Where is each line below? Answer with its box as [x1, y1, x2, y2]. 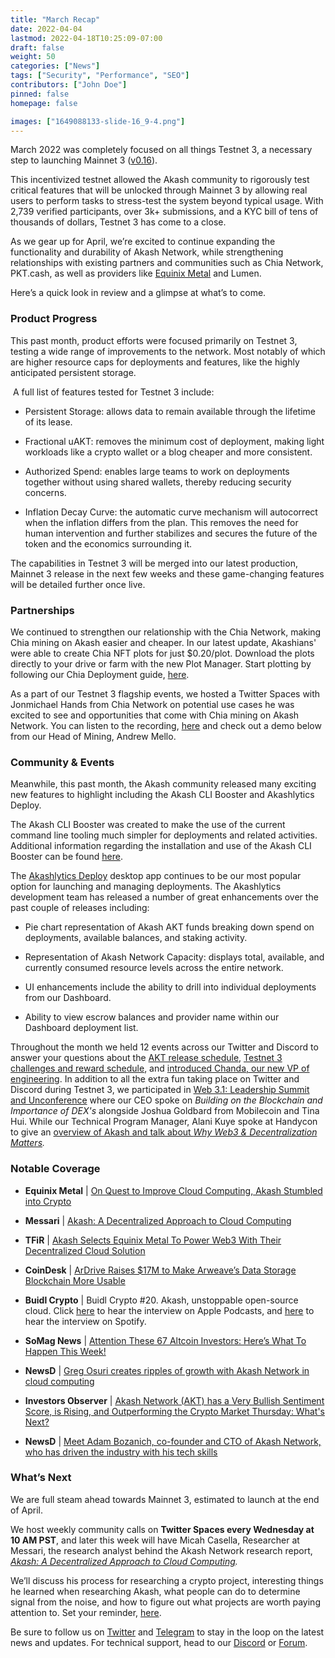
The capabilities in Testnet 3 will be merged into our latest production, [10, 557, 298, 569]
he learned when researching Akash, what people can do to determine [10, 1585, 301, 1597]
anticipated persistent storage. [10, 366, 137, 378]
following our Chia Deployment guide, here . [10, 668, 190, 680]
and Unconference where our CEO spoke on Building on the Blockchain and [10, 1094, 323, 1106]
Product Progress [10, 312, 98, 326]
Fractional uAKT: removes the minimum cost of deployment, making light [24, 435, 325, 447]
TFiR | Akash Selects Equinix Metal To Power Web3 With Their [24, 1234, 282, 1246]
